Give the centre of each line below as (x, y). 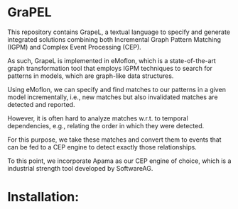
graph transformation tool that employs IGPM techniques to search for (110, 68)
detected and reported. (41, 104)
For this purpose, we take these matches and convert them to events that (114, 140)
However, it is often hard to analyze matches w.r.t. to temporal (98, 118)
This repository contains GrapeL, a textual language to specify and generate (119, 32)
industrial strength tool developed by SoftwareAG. (80, 168)
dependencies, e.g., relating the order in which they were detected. (106, 125)
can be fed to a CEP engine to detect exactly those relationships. (102, 147)
